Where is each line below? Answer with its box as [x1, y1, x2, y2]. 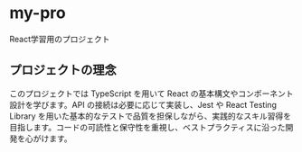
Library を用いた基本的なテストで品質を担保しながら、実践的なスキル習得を [9, 111, 292, 121]
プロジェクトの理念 [9, 62, 117, 78]
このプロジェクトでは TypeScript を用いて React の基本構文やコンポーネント [9, 88, 294, 99]
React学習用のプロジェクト [9, 33, 110, 44]
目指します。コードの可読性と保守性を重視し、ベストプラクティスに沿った [9, 121, 287, 132]
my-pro [9, 3, 66, 23]
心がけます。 [24, 133, 72, 144]
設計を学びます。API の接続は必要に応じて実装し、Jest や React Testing [9, 99, 278, 110]
